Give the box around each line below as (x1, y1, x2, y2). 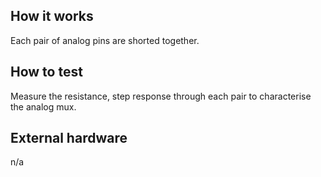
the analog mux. (10, 100, 77, 113)
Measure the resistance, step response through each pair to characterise (10, 90, 312, 102)
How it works (10, 8, 94, 25)
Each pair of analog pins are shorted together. (10, 34, 200, 46)
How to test (10, 64, 83, 81)
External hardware (10, 130, 128, 147)
